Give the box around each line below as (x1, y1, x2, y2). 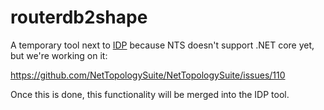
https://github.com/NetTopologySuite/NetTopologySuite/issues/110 (10, 69, 286, 81)
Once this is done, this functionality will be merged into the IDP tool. (10, 88, 290, 100)
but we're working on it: (10, 49, 108, 61)
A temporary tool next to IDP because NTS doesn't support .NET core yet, (10, 39, 315, 51)
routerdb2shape (10, 6, 148, 29)
